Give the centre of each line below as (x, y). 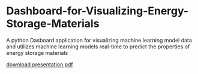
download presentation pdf (40, 64)
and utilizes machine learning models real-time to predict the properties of (98, 47)
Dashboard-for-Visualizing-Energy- (97, 11)
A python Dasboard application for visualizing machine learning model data (99, 40)
